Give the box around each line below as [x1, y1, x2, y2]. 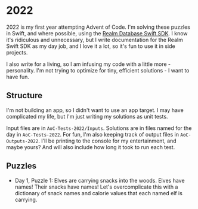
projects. [6, 49, 28, 56]
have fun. [6, 73, 30, 80]
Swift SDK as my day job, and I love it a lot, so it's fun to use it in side [6, 43, 175, 50]
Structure [6, 90, 43, 101]
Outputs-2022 [6, 138, 39, 144]
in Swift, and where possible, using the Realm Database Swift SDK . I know [6, 29, 188, 37]
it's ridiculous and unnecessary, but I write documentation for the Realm [6, 36, 183, 43]
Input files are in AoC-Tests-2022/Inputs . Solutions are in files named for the [6, 124, 192, 132]
